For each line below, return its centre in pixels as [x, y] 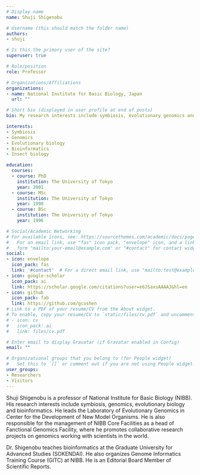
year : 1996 [30, 220]
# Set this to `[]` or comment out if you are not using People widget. [101, 364]
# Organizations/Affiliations [44, 82]
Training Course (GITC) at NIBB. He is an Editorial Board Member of [89, 460]
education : [20, 165]
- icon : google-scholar [36, 275]
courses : [22, 171]
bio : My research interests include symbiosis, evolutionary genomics [96, 116]
